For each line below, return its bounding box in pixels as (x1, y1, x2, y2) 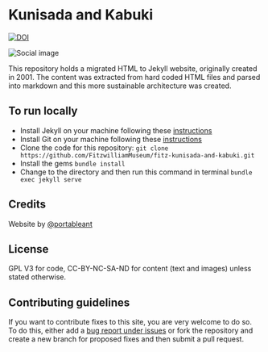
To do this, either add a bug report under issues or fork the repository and (8, 325, 254, 336)
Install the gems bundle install (19, 158, 126, 168)
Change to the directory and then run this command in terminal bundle (19, 167, 253, 177)
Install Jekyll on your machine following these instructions (19, 125, 212, 135)
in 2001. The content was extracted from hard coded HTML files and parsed (8, 72, 261, 82)
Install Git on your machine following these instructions (19, 134, 203, 144)
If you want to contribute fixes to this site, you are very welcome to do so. (8, 317, 252, 327)
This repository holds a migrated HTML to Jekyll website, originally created (8, 63, 258, 73)
